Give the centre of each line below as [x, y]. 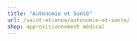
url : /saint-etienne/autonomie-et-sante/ [69, 20]
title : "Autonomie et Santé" [50, 14]
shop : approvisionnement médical [56, 26]
